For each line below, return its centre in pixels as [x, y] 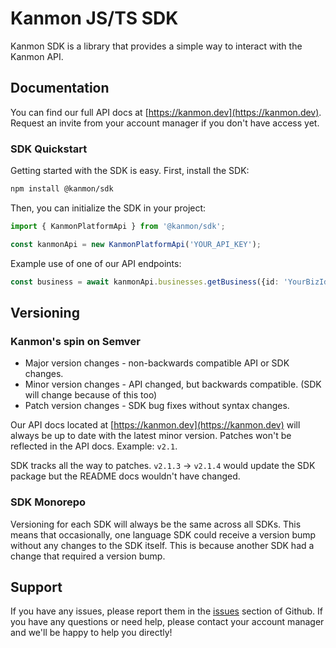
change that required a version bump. [88, 556]
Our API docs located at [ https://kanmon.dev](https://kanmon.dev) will [155, 425]
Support [36, 587]
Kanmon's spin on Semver [75, 341]
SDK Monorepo [48, 502]
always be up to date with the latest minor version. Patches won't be [151, 436]
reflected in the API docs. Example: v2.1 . [94, 446]
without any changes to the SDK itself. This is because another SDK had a [162, 545]
